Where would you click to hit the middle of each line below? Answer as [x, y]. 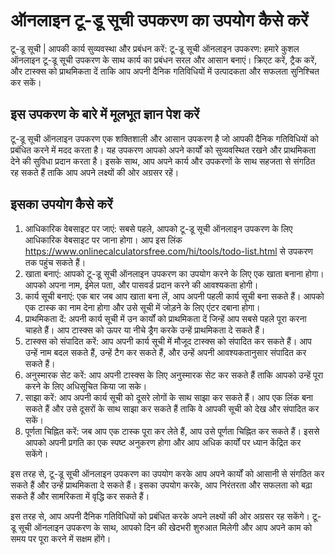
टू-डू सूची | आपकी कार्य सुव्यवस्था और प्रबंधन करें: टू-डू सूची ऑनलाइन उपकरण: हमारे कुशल [155, 48]
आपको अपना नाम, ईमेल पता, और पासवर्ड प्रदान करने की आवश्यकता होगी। [141, 285]
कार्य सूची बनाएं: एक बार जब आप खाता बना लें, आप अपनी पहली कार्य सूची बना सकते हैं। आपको [174, 296]
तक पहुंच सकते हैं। [55, 262]
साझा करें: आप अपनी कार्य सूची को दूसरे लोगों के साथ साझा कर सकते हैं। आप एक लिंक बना [168, 397]
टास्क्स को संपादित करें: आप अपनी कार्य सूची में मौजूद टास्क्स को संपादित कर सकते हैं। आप [168, 341]
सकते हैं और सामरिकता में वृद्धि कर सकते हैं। [80, 496]
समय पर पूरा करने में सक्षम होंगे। [61, 538]
